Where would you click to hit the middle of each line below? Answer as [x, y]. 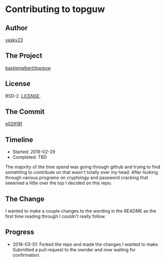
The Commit [25, 112]
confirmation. [26, 255]
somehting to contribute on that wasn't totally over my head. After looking [82, 172]
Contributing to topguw [55, 9]
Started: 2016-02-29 [34, 152]
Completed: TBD [30, 157]
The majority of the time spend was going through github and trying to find [83, 167]
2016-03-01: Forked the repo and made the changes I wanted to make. [86, 244]
